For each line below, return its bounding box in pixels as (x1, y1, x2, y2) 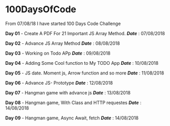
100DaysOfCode (5, 4, 77, 15)
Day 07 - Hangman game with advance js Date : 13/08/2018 (5, 89, 131, 95)
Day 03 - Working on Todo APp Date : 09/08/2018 (5, 50, 111, 56)
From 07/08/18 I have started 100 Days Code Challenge (5, 20, 121, 27)
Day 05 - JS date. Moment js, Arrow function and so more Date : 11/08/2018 (5, 70, 164, 76)
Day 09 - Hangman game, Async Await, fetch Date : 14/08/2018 (5, 115, 139, 121)
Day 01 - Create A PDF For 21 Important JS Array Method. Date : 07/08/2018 (5, 30, 165, 36)
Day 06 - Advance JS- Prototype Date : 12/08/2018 (5, 80, 113, 86)
